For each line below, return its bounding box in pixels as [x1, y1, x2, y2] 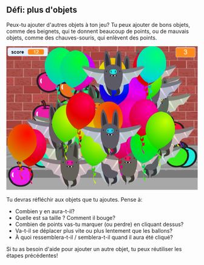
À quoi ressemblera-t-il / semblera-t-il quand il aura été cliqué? [15, 233, 173, 241]
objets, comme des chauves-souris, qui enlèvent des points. [6, 34, 157, 41]
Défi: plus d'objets [6, 5, 78, 15]
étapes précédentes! [6, 252, 58, 259]
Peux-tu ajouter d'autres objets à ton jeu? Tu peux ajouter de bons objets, [6, 21, 190, 28]
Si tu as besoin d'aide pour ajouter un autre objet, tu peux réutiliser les [6, 245, 182, 252]
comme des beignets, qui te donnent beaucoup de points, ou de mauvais [6, 27, 189, 35]
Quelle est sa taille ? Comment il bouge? [15, 214, 115, 221]
